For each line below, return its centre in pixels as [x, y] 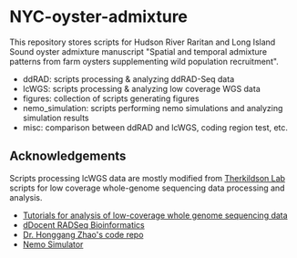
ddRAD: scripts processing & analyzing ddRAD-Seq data [128, 78]
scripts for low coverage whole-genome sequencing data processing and [147, 188]
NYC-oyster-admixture [99, 17]
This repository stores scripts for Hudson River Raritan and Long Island [143, 42]
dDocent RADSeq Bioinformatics [83, 224]
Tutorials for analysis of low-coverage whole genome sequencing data [155, 215]
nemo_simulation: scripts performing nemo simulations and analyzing [153, 108]
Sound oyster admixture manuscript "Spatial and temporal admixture [138, 51]
